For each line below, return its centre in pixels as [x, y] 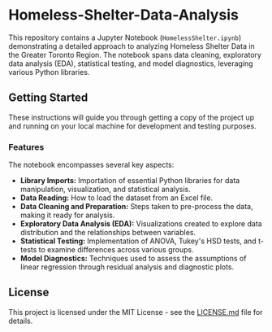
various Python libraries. [49, 72]
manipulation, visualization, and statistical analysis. [105, 190]
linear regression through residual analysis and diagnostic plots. [127, 267]
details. [21, 321]
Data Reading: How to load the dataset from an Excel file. [117, 198]
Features [26, 146]
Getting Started [48, 98]
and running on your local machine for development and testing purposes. [133, 126]
